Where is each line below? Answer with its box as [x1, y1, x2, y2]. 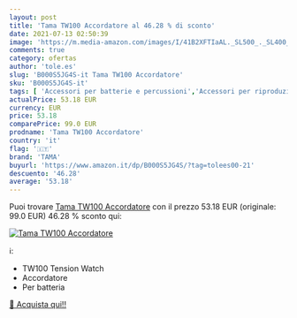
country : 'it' [9, 136, 62, 145]
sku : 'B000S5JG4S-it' [9, 79, 89, 87]
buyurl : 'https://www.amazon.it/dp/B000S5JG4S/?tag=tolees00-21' [9, 161, 255, 170]
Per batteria [21, 282, 65, 292]
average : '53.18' [9, 178, 73, 186]
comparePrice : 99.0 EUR [9, 120, 97, 129]
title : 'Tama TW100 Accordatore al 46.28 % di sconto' [9, 21, 216, 30]
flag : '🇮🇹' [9, 144, 53, 153]
